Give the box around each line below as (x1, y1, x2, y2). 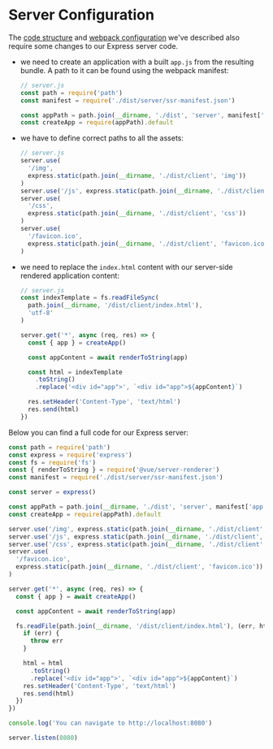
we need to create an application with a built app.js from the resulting (19, 57, 254, 67)
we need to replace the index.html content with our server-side (19, 262, 233, 271)
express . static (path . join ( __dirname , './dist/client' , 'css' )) (28, 210, 246, 218)
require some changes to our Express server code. (8, 41, 179, 50)
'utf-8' (28, 309, 54, 318)
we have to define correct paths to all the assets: (19, 133, 184, 143)
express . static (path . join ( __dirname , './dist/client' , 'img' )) (28, 171, 246, 180)
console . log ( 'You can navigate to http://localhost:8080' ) (8, 719, 213, 728)
